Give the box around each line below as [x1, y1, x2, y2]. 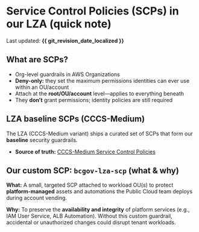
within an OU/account [14, 83, 69, 91]
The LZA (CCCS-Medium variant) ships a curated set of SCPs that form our [6, 130, 193, 137]
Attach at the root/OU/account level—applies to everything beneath [14, 89, 185, 97]
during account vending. [6, 195, 68, 202]
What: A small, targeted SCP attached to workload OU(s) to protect [6, 181, 174, 188]
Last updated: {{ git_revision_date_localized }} [6, 37, 124, 44]
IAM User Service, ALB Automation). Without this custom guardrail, [6, 213, 173, 220]
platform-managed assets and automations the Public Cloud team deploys [6, 188, 193, 195]
